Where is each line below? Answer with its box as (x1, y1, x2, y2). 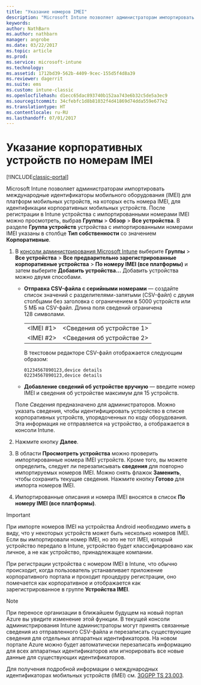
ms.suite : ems (6, 82, 42, 88)
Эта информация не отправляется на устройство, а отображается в (14, 420, 190, 427)
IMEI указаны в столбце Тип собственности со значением (6, 230, 157, 237)
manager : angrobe (6, 37, 50, 43)
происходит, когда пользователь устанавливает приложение (6, 567, 163, 574)
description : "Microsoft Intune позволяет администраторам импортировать (6, 14, 195, 20)
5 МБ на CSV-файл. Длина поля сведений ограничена (23, 304, 163, 311)
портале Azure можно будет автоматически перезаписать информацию (6, 641, 192, 648)
